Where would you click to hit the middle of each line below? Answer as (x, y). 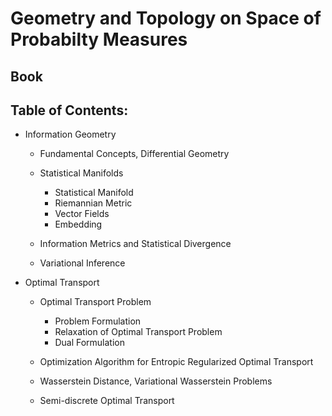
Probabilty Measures (99, 39)
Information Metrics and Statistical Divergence (135, 244)
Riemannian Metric (93, 203)
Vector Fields (82, 214)
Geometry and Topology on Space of (166, 18)
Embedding (78, 224)
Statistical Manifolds (81, 173)
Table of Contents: (69, 110)
